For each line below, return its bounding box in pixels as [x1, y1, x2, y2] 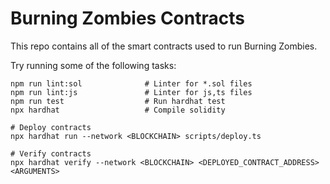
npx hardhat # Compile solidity [10, 105, 226, 115]
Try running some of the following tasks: [10, 59, 177, 71]
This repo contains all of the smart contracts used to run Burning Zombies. [10, 40, 318, 52]
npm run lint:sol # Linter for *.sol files [10, 78, 253, 89]
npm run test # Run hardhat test [10, 96, 226, 106]
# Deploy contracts [10, 122, 92, 132]
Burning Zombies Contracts [10, 7, 245, 30]
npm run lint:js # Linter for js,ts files [10, 87, 253, 97]
